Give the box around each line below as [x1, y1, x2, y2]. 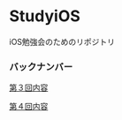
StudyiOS [9, 6, 81, 26]
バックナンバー [9, 60, 73, 72]
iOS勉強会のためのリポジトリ [9, 36, 116, 47]
